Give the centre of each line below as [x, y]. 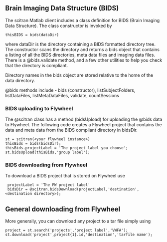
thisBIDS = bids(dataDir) [32, 35]
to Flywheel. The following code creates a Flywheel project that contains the [83, 125]
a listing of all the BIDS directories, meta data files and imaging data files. [80, 55]
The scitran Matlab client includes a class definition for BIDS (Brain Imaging [83, 20]
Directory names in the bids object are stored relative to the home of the [79, 75]
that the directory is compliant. [37, 65]
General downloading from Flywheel [63, 209]
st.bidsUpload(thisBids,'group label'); [48, 152]
